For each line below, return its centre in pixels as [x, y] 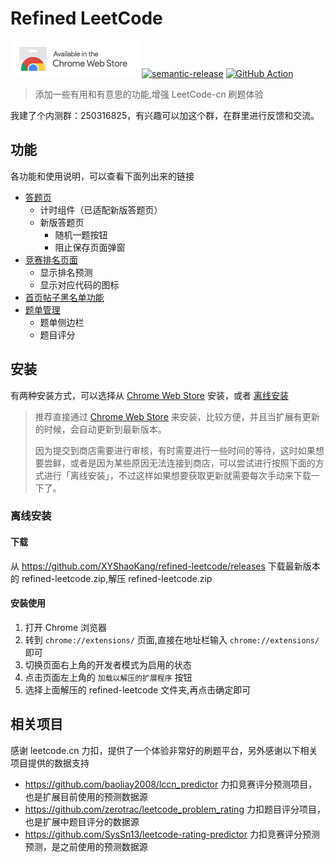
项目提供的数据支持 [50, 763]
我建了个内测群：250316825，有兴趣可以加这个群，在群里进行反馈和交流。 [165, 115]
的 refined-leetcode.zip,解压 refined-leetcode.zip [111, 578]
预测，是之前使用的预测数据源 [86, 846]
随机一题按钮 [81, 234]
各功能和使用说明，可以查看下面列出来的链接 [102, 176]
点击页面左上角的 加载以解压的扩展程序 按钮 [108, 677]
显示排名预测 [66, 272]
